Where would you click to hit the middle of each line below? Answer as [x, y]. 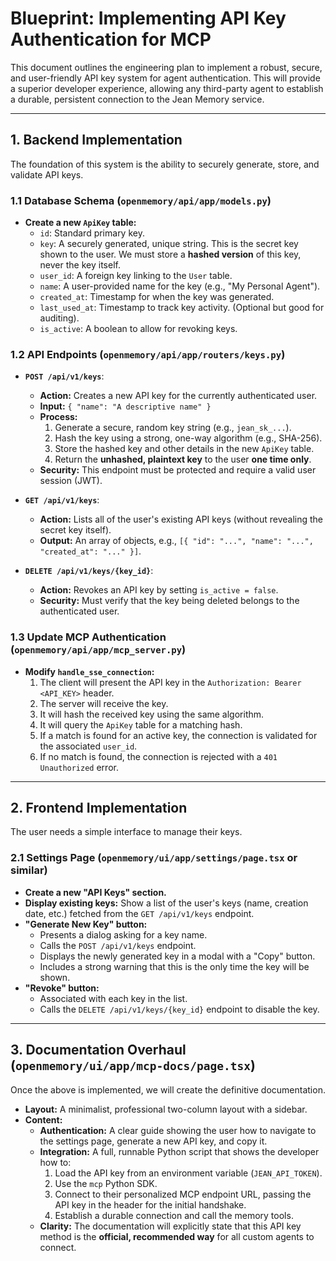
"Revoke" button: [62, 988]
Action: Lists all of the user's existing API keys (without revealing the [181, 519]
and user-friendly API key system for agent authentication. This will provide [165, 78]
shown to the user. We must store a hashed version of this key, [170, 254]
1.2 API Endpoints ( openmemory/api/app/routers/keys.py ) [148, 354]
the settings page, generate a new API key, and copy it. [153, 1141]
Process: [58, 417]
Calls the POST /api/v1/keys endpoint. [118, 945]
